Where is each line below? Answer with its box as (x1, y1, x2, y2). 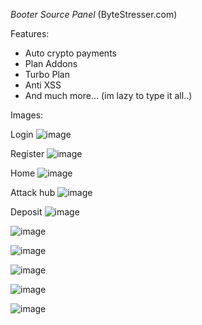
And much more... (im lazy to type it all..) (24, 90, 193, 101)
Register (10, 148, 45, 159)
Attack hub (10, 187, 56, 198)
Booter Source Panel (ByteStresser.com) (10, 9, 178, 20)
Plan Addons (24, 58, 78, 69)
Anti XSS (24, 79, 62, 91)
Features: (10, 28, 50, 39)
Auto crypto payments (24, 47, 117, 59)
